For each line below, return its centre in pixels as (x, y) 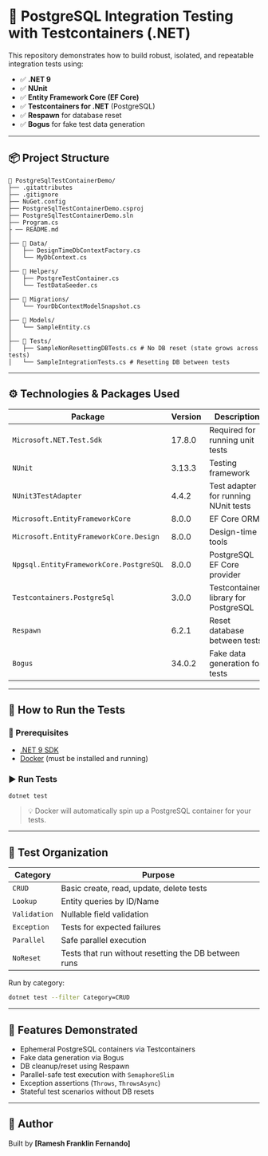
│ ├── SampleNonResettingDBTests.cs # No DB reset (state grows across (134, 348)
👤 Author (31, 1124)
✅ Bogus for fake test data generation (82, 124)
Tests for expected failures (111, 927)
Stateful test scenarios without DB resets (87, 1091)
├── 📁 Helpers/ (33, 271)
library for (227, 598)
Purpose (159, 875)
